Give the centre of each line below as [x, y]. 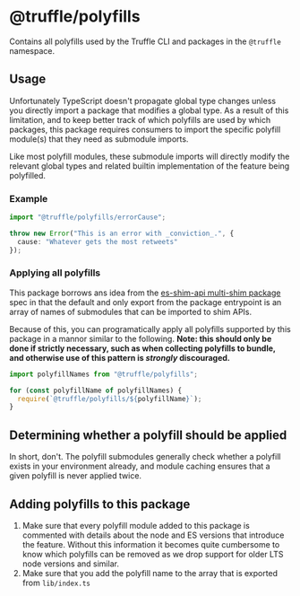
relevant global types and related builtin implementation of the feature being [150, 166]
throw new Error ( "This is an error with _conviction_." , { [122, 233]
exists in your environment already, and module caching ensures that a [140, 466]
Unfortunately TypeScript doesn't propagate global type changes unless [142, 101]
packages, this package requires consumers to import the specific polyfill [145, 129]
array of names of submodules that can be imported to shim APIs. [131, 311]
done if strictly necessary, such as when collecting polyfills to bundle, [142, 348]
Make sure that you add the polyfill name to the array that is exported [150, 573]
